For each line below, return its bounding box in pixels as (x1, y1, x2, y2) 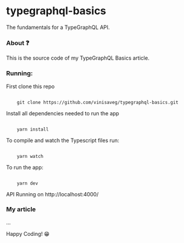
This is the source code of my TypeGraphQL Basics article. (6, 54, 150, 61)
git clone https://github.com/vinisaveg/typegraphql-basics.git (17, 99, 179, 105)
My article (6, 205, 36, 213)
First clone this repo (6, 83, 55, 90)
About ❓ (6, 38, 30, 47)
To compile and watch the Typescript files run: (6, 137, 120, 144)
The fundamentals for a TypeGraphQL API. (6, 24, 110, 31)
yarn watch (17, 153, 44, 159)
